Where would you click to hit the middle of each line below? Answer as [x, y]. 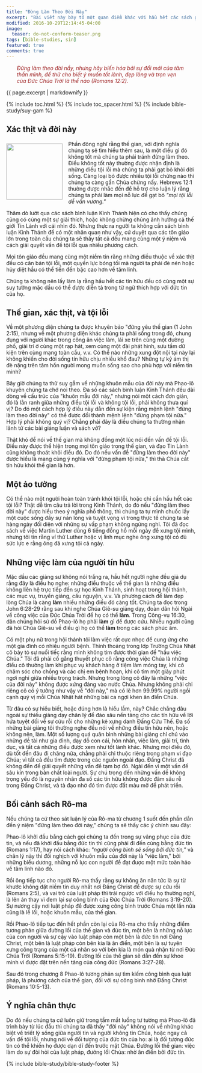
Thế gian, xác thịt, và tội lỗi [58, 312]
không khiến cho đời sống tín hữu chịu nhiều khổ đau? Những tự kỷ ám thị [98, 359]
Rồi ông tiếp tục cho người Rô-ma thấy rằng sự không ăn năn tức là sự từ [96, 880]
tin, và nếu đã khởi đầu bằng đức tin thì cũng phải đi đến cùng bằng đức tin [99, 843]
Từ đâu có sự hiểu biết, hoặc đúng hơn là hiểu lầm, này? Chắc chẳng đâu [96, 709]
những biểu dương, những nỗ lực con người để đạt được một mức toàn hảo [99, 862]
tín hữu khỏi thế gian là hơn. [41, 465]
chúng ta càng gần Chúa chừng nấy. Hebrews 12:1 [130, 182]
